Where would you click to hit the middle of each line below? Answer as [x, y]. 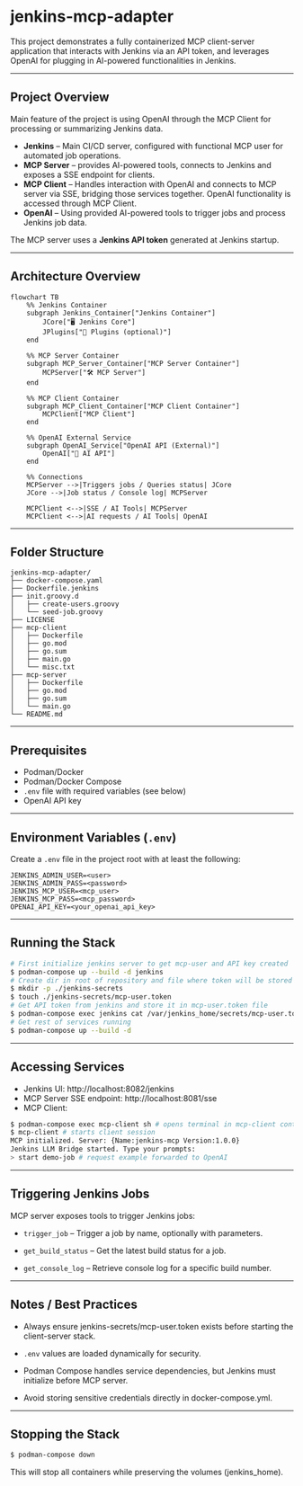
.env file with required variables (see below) [105, 791]
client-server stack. [59, 1336]
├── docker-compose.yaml [57, 581]
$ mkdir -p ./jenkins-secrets [67, 989]
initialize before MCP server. [76, 1380]
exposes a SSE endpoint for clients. [89, 174]
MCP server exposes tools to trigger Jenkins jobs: [103, 1215]
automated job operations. [72, 156]
